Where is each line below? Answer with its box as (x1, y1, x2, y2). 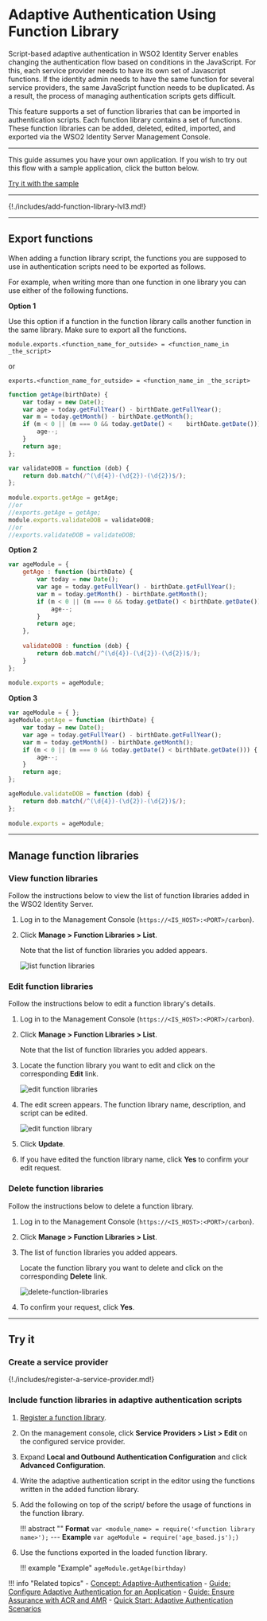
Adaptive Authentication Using (8, 6, 217, 24)
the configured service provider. (19, 1436, 126, 1446)
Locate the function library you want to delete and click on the (19, 1263, 224, 1272)
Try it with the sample (8, 178, 79, 188)
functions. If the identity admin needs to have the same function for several (8, 74, 254, 84)
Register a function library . (19, 1412, 107, 1422)
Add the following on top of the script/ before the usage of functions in (19, 1499, 252, 1510)
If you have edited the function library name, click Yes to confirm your (19, 1154, 249, 1164)
